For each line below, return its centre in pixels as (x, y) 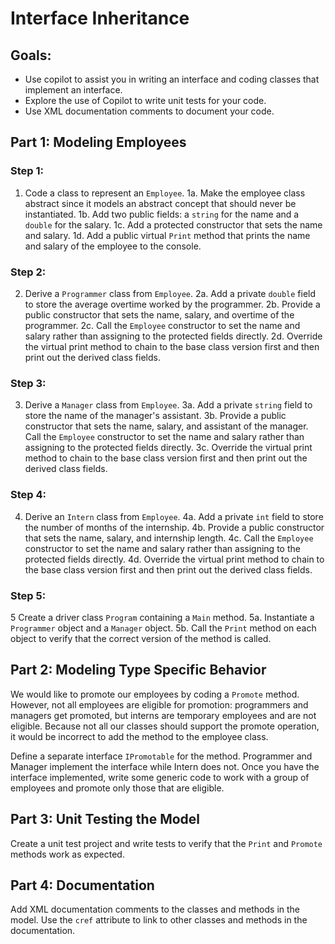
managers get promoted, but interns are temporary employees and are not (163, 715)
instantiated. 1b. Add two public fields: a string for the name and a (162, 214)
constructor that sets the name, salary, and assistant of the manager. (166, 426)
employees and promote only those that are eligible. (117, 788)
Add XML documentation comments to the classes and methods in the (155, 909)
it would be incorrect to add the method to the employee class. (139, 736)
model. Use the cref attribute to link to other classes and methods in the (159, 920)
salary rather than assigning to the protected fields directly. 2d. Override (173, 336)
